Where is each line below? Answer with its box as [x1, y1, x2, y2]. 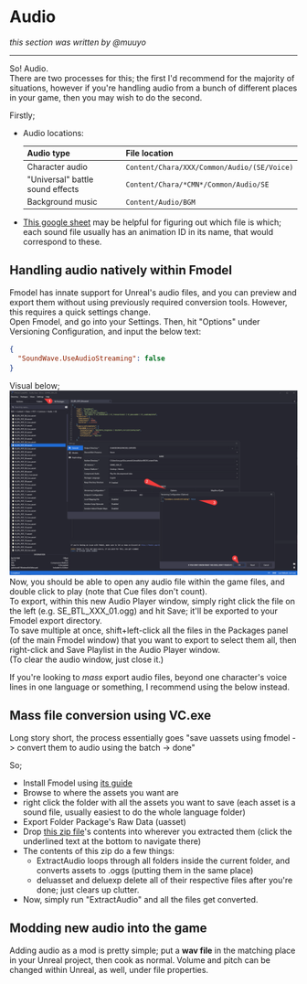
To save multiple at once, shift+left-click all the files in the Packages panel [9, 625, 289, 636]
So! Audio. [9, 62, 48, 74]
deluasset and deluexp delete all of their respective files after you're [36, 874, 293, 885]
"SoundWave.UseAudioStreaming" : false [17, 354, 166, 363]
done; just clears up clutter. [36, 884, 140, 895]
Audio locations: [22, 127, 84, 138]
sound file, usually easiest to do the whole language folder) [22, 807, 247, 818]
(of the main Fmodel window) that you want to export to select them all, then [9, 635, 297, 646]
